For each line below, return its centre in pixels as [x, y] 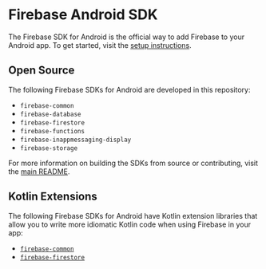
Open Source [42, 71]
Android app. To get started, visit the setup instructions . [100, 45]
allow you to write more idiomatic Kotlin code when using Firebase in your [130, 224]
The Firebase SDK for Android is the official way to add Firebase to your [127, 37]
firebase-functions [52, 131]
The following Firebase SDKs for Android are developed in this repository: [129, 89]
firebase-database [50, 114]
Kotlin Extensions [53, 197]
